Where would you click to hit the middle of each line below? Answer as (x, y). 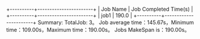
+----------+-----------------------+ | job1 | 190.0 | (69, 15)
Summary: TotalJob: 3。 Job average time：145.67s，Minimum (116, 22)
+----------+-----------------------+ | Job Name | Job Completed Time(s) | (100, 9)
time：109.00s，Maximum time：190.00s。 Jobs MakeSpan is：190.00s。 (98, 30)
